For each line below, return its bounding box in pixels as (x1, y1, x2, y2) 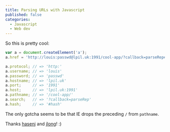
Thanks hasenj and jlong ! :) (5, 120, 62, 127)
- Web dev (10, 26, 30, 31)
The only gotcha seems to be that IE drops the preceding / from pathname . (5, 111, 159, 117)
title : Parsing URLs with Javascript (5, 7, 85, 13)
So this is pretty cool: (5, 40, 50, 46)
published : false (5, 12, 42, 17)
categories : (5, 17, 30, 22)
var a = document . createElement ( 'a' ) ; (5, 50, 87, 55)
